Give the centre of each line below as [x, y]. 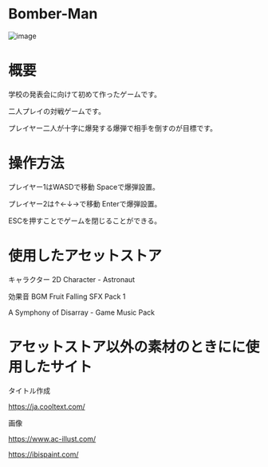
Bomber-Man [53, 14]
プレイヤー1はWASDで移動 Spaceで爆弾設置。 [84, 186]
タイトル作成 [29, 390]
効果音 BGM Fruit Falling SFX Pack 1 [67, 296]
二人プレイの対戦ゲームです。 [57, 111]
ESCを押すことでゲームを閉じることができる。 [85, 221]
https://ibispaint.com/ [43, 454]
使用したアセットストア [85, 256]
